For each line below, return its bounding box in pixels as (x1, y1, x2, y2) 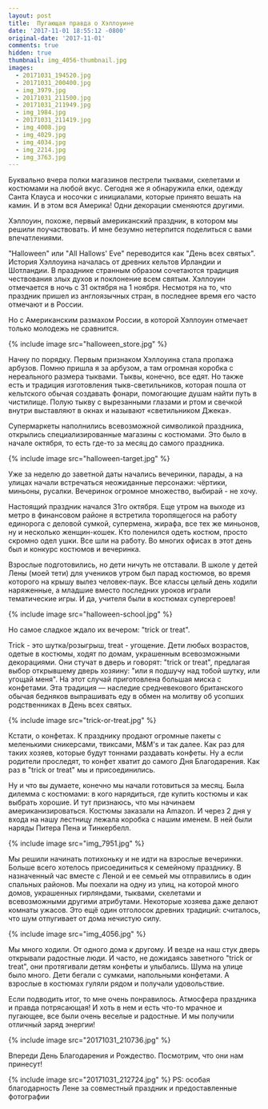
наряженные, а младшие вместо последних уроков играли (8, 585, 211, 595)
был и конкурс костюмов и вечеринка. (8, 544, 142, 554)
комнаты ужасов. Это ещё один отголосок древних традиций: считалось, (8, 906, 261, 915)
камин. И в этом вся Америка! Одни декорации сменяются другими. (8, 201, 245, 211)
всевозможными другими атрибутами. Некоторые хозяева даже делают (8, 897, 258, 906)
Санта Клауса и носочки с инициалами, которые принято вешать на (8, 192, 242, 202)
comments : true (8, 42, 59, 50)
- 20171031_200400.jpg (15, 78, 91, 86)
